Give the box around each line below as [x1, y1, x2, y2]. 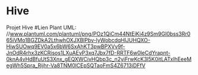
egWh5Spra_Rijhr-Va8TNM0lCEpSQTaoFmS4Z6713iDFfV [6, 61, 146, 69]
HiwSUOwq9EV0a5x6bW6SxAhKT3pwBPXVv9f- [6, 43, 125, 50]
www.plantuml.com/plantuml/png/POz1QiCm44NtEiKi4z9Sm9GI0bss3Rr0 [10, 30, 191, 37]
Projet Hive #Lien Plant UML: [6, 24, 77, 31]
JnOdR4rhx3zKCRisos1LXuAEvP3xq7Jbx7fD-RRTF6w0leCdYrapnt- [6, 49, 171, 56]
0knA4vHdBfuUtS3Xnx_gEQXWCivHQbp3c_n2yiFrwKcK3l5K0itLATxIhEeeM [6, 55, 192, 62]
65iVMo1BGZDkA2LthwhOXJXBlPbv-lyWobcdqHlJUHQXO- [6, 36, 150, 43]
